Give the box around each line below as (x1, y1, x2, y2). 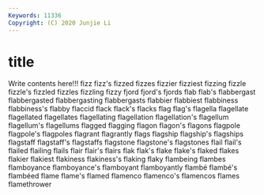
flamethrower (8, 179, 52, 189)
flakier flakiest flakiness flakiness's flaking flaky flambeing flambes (8, 155, 227, 164)
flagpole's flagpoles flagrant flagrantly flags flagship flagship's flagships (8, 129, 243, 139)
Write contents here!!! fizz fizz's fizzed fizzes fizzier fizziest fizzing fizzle (8, 79, 247, 88)
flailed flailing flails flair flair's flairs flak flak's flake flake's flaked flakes (8, 146, 239, 156)
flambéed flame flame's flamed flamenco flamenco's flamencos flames (8, 171, 239, 181)
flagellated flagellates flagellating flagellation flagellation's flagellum (8, 112, 229, 122)
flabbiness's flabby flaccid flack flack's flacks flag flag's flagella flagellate (8, 104, 249, 114)
